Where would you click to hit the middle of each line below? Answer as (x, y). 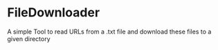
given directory (29, 38)
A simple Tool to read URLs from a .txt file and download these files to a (109, 32)
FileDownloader (54, 13)
